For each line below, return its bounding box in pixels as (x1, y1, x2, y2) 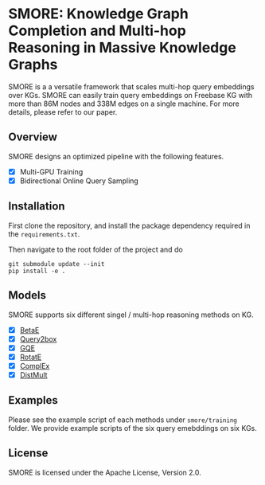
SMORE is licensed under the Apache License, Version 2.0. (8, 467, 201, 477)
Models (8, 288, 46, 303)
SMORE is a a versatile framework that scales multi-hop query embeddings (8, 81, 255, 92)
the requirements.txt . (8, 229, 80, 239)
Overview (8, 131, 58, 144)
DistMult (19, 370, 48, 379)
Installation (8, 200, 65, 213)
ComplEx (19, 361, 50, 370)
